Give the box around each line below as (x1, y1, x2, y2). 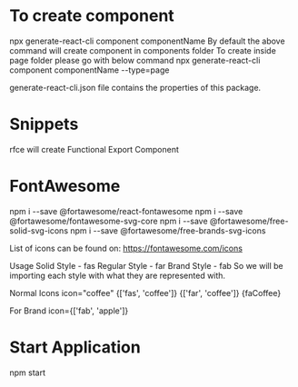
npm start (9, 367, 46, 378)
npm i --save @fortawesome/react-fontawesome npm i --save (9, 205, 243, 216)
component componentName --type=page (9, 64, 170, 75)
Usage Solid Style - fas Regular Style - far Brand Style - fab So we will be (9, 260, 283, 271)
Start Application (9, 337, 141, 357)
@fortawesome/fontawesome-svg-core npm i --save (9, 215, 208, 226)
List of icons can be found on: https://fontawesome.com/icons (9, 243, 243, 253)
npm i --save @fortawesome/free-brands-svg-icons (69, 224, 266, 236)
